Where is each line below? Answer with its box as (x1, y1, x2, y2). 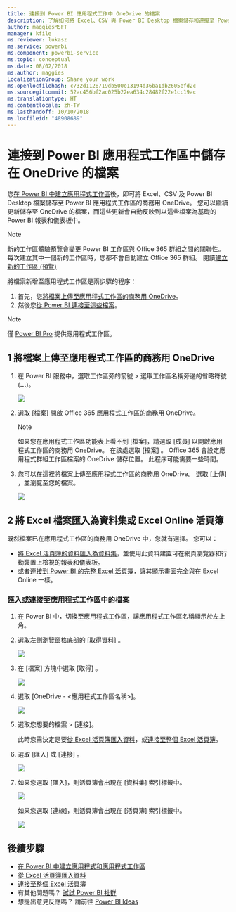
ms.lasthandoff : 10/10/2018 (7, 108, 90, 115)
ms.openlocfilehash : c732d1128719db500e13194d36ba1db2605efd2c (7, 82, 197, 89)
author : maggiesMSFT (7, 23, 68, 30)
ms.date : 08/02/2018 (7, 63, 68, 70)
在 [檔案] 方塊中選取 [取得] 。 (17, 664, 102, 672)
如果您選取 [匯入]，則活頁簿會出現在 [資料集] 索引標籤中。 (17, 778, 186, 787)
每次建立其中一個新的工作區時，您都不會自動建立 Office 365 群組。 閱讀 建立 (7, 253, 228, 262)
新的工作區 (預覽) (7, 262, 58, 271)
